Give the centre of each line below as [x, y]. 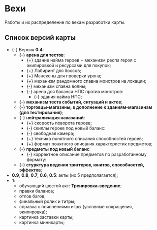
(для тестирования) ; [41, 112]
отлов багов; [32, 196]
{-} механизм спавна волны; [56, 86]
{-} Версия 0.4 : [28, 49]
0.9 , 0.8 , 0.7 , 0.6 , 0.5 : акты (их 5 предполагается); [65, 175]
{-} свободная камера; [50, 133]
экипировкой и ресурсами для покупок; [69, 65]
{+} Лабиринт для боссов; [54, 70]
